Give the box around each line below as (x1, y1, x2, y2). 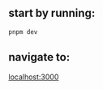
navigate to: (8, 50, 71, 64)
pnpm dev (8, 28, 38, 36)
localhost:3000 (8, 72, 59, 82)
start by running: (8, 6, 96, 20)
